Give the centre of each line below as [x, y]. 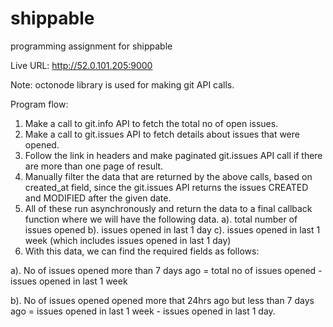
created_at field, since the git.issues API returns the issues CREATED [166, 187]
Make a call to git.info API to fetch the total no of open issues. [151, 123]
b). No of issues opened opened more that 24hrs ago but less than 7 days [162, 300]
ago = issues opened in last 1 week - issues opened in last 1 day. [143, 311]
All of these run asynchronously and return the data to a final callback [168, 208]
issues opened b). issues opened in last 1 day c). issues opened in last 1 [172, 229]
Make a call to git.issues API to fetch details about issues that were [162, 134]
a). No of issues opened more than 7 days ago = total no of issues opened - [166, 270]
